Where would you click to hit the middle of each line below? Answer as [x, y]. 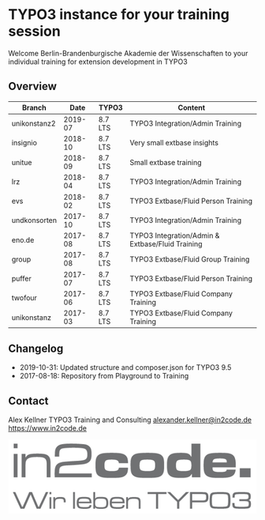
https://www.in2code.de [47, 428]
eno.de [23, 239]
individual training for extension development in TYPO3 [98, 62]
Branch [34, 107]
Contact [28, 401]
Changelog [36, 348]
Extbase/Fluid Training [166, 244]
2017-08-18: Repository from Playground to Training [104, 376]
